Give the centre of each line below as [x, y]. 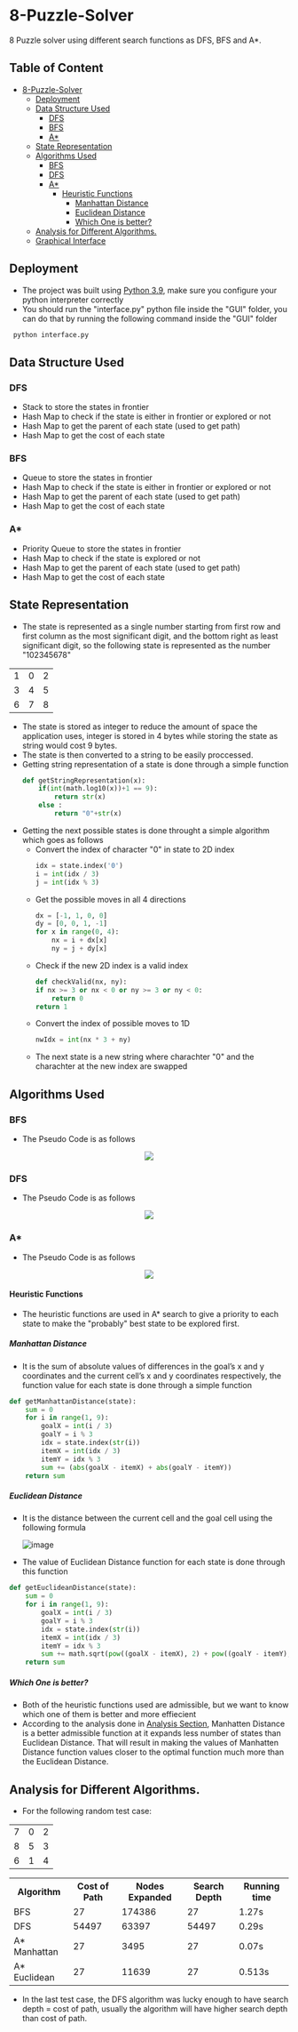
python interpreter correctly [73, 300]
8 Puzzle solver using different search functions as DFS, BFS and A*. [135, 40]
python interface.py [51, 334]
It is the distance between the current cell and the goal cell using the [147, 1518]
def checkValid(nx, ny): [81, 982]
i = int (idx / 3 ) [67, 874]
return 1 [51, 1007]
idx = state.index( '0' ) [79, 865]
